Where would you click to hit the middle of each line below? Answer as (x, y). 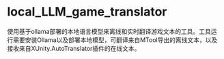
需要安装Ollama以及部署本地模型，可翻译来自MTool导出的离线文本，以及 (115, 40)
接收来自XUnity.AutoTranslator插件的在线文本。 (74, 48)
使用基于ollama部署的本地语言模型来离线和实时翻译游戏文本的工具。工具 (109, 31)
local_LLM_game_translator (87, 12)
